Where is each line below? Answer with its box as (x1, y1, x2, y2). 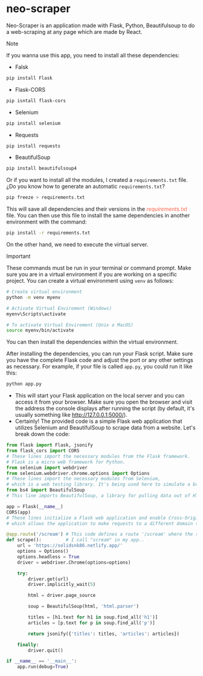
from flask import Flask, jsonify (6, 442, 94, 448)
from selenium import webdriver (6, 465, 88, 471)
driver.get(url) (28, 576, 69, 582)
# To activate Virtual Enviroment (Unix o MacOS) (6, 322, 134, 328)
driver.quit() (28, 647, 63, 654)
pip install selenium (6, 120, 61, 126)
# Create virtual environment (6, 289, 83, 295)
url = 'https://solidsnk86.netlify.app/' (17, 542, 123, 549)
